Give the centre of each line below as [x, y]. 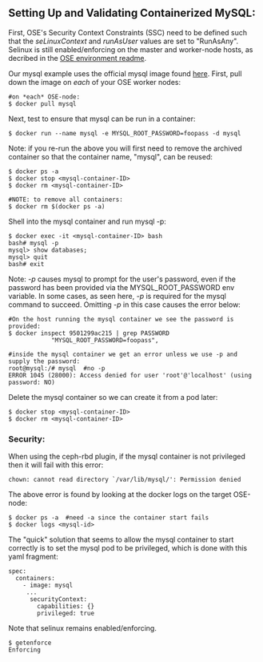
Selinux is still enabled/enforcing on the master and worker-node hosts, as [131, 49]
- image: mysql [48, 585]
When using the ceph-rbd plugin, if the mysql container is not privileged [127, 457]
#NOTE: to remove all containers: [66, 200]
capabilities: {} [66, 607]
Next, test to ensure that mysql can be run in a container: [102, 119]
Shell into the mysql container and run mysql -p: [87, 221]
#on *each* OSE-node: [44, 97]
